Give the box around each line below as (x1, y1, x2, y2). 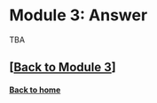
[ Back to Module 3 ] (9, 60, 117, 75)
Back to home (9, 85, 61, 95)
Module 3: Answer (9, 5, 148, 26)
